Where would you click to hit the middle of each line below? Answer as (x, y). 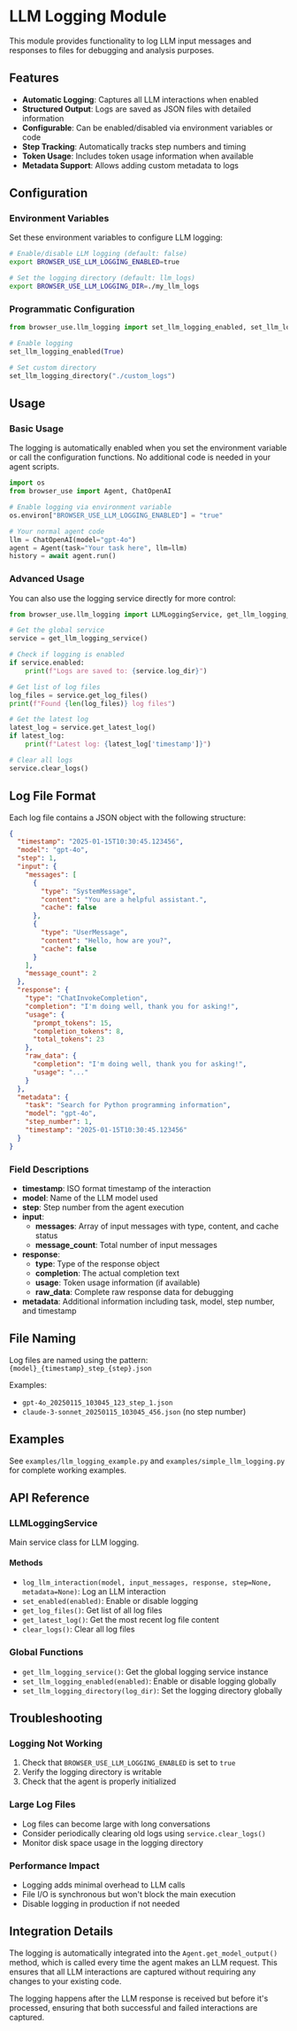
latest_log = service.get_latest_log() (83, 728)
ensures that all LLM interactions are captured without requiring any (133, 1972)
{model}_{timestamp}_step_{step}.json (80, 1368)
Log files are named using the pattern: (79, 1360)
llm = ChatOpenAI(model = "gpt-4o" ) (73, 539)
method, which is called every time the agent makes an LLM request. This (144, 1962)
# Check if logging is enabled (67, 655)
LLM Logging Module (88, 16)
